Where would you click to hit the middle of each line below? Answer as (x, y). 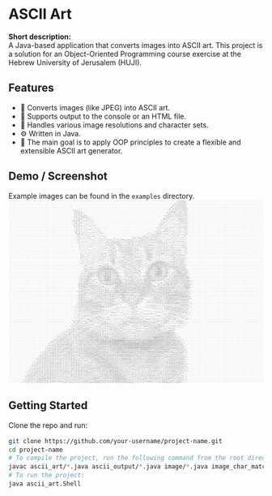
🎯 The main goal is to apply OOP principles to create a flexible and (130, 142)
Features (31, 88)
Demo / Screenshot (58, 177)
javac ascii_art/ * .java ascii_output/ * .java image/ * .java (108, 467)
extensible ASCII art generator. (71, 150)
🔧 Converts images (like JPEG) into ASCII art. (95, 107)
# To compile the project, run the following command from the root (126, 458)
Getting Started (48, 405)
